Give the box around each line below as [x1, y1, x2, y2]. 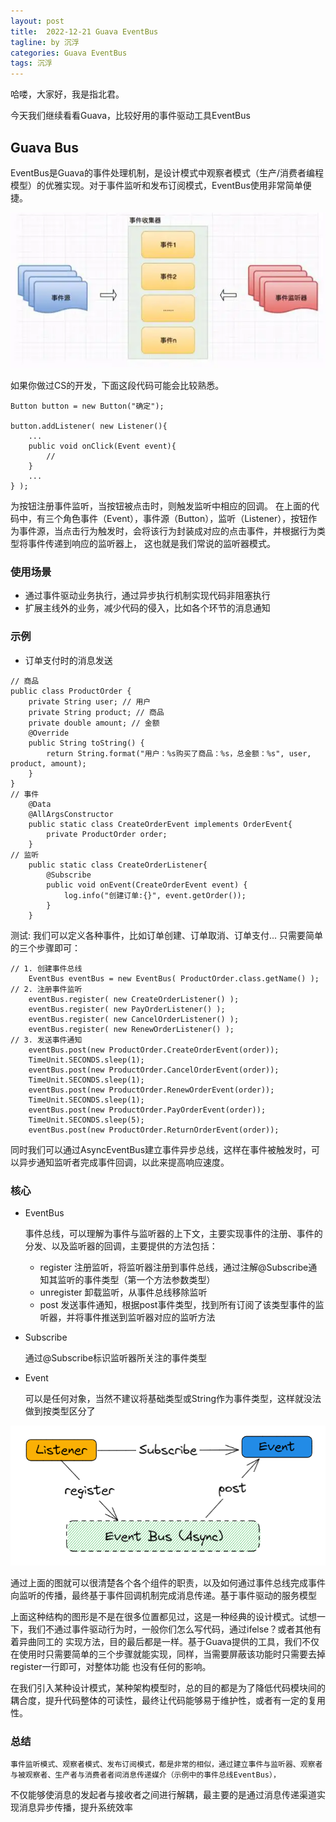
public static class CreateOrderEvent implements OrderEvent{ [28, 819, 293, 829]
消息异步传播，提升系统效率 [18, 1801, 133, 1814]
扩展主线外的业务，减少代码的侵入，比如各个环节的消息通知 [24, 602, 271, 614]
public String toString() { [28, 738, 145, 748]
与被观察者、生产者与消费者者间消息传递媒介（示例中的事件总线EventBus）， [10, 1770, 281, 1780]
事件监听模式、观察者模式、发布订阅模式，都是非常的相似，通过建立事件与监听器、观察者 [10, 1760, 323, 1770]
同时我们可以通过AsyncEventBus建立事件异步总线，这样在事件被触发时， [10, 1143, 312, 1155]
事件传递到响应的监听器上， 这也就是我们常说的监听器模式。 [27, 538, 276, 550]
